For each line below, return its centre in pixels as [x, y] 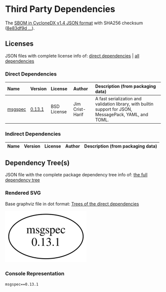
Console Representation [35, 273]
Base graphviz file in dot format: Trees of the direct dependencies [72, 204]
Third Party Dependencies [60, 9]
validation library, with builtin [124, 104]
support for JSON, [114, 109]
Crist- [80, 109]
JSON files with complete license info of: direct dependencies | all [72, 56]
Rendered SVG [23, 193]
